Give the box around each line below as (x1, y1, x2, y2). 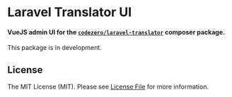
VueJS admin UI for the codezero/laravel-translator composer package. (7, 27, 225, 36)
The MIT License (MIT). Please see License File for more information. (7, 82, 209, 91)
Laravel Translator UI (7, 4, 132, 20)
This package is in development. (7, 44, 103, 52)
